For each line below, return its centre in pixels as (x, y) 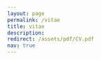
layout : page (26, 13)
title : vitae (26, 26)
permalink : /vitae (34, 20)
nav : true (21, 46)
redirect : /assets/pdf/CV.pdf (51, 39)
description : (26, 33)
